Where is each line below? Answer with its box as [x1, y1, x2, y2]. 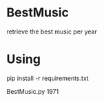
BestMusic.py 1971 [6, 87, 59, 95]
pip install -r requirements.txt [6, 74, 89, 82]
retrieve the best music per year [6, 27, 97, 36]
